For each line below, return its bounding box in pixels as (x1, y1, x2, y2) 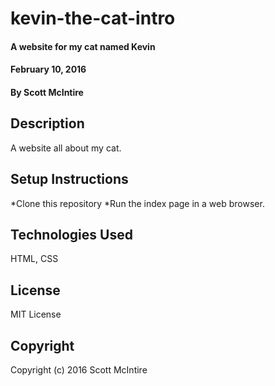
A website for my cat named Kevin (10, 40, 156, 52)
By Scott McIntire (10, 86, 84, 98)
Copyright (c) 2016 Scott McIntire (10, 364, 148, 376)
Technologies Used (10, 226, 133, 243)
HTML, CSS (10, 253, 59, 265)
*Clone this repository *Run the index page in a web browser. (10, 197, 265, 209)
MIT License (10, 308, 62, 321)
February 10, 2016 (10, 63, 87, 76)
